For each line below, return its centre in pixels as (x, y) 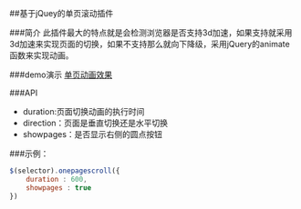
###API (24, 93)
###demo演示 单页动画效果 (61, 75)
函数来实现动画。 (42, 55)
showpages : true (59, 188)
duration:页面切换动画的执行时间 (83, 111)
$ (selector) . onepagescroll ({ (65, 171)
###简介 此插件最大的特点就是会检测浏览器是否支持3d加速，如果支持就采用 (151, 33)
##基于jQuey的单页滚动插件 (62, 13)
